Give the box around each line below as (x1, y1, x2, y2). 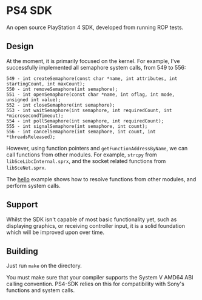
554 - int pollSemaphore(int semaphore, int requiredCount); (6, 118, 164, 124)
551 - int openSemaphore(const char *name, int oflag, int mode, (6, 92, 175, 98)
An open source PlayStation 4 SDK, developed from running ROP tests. (6, 24, 184, 31)
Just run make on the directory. (6, 262, 82, 270)
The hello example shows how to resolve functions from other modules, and (6, 175, 197, 182)
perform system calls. (6, 182, 61, 189)
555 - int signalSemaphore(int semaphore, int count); (6, 123, 148, 129)
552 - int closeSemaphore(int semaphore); (6, 102, 115, 108)
